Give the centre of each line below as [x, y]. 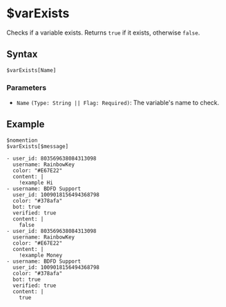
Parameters [26, 87]
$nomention [22, 140]
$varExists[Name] [31, 70]
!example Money [41, 255]
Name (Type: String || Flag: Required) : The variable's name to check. [118, 103]
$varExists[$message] [38, 146]
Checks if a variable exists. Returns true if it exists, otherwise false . [103, 32]
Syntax [22, 54]
